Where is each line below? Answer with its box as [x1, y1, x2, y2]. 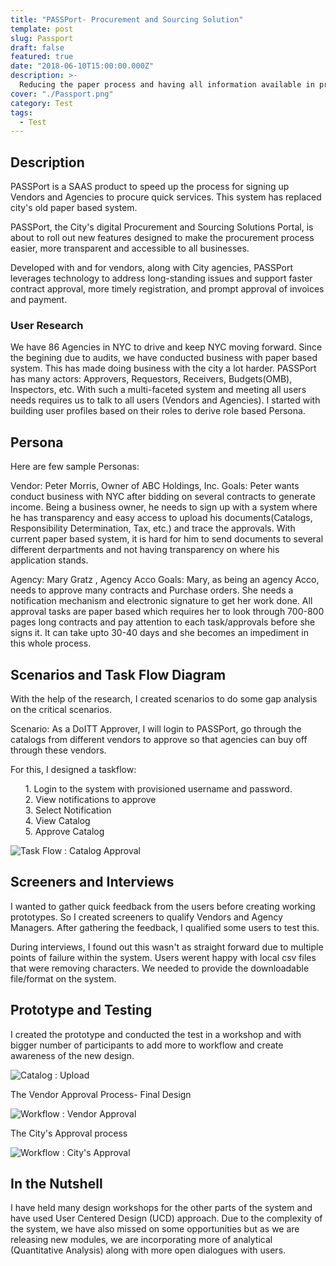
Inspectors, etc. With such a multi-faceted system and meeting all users [10, 384, 307, 396]
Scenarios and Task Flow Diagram [10, 666, 227, 683]
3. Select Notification [24, 804, 112, 816]
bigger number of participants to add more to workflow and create [10, 1039, 284, 1051]
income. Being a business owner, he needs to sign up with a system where [10, 501, 318, 513]
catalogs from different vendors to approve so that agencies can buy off [10, 733, 308, 745]
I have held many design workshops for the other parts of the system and [10, 1202, 313, 1214]
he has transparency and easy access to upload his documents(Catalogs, [10, 512, 313, 524]
